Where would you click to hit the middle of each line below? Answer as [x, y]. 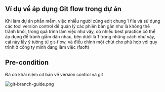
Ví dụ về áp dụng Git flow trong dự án [63, 9]
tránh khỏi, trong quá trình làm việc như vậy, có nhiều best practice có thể [80, 31]
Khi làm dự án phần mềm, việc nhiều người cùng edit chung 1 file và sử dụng [83, 21]
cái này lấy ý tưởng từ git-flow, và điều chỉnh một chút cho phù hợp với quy [81, 42]
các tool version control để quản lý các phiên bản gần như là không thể [78, 26]
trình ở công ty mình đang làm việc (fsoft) [47, 47]
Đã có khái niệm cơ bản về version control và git [54, 74]
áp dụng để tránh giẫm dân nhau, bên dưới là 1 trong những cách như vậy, [80, 36]
